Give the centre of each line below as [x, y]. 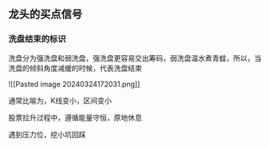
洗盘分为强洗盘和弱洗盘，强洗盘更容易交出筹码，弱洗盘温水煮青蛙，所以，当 [135, 58]
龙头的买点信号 [45, 14]
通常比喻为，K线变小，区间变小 [60, 100]
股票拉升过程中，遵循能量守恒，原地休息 [75, 117]
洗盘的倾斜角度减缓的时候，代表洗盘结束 [75, 68]
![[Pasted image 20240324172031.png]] [74, 84]
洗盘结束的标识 [37, 39]
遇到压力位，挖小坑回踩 [47, 134]
